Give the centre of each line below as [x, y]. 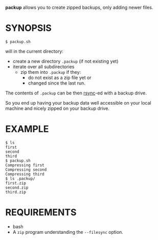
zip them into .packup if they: [51, 72]
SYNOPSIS [29, 28]
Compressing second [26, 169]
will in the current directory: [35, 51]
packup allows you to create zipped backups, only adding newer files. [79, 7]
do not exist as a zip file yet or [60, 77]
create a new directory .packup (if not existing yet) [65, 61]
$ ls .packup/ [20, 178]
